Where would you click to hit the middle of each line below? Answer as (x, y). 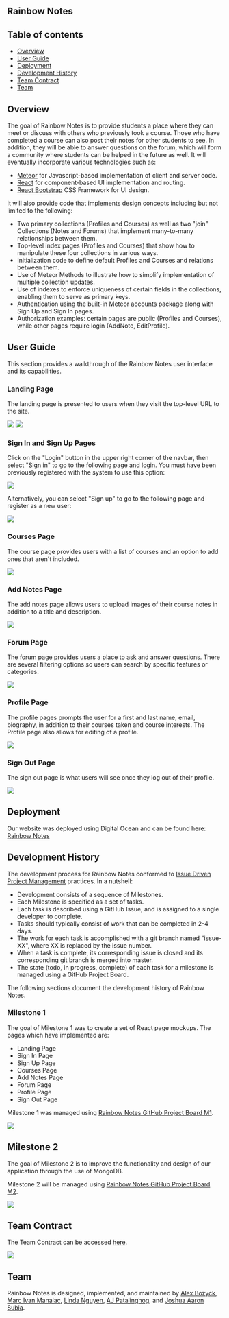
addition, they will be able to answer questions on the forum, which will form (114, 147)
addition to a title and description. (54, 612)
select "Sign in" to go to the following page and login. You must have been (112, 465)
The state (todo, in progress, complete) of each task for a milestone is (115, 967)
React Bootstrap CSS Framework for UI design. (83, 190)
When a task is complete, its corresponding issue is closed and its (110, 952)
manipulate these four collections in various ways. (87, 253)
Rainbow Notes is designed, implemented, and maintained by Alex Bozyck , (112, 1293)
